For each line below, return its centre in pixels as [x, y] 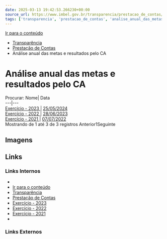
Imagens [19, 140]
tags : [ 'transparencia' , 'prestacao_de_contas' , [56, 19]
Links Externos [24, 232]
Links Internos [23, 171]
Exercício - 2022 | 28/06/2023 [37, 114]
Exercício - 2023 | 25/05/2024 [37, 109]
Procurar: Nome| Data [28, 98]
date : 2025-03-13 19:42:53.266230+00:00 [48, 10]
